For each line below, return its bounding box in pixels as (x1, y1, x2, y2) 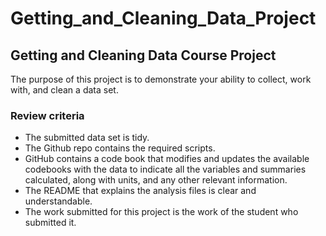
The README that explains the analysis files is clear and (24, 185, 257, 197)
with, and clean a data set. (10, 84, 119, 96)
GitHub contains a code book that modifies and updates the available (24, 153, 310, 165)
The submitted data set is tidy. (24, 132, 150, 144)
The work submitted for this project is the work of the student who (24, 206, 299, 218)
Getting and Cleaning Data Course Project (10, 47, 277, 64)
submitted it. (24, 217, 77, 229)
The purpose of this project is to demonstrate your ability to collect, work (10, 73, 312, 85)
